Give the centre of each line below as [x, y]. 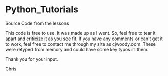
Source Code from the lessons [37, 23]
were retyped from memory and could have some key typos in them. [77, 49]
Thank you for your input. [32, 59]
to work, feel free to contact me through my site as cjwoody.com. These [80, 44]
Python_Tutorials [42, 9]
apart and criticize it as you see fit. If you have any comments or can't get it [84, 39]
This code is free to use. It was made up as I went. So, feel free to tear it [80, 33]
